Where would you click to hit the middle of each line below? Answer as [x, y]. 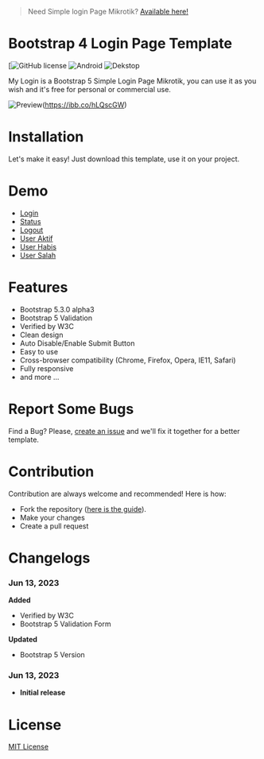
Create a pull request [54, 526]
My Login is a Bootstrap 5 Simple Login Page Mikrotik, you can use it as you [132, 81]
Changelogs [49, 558]
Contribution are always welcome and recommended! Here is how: [117, 494]
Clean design [41, 335]
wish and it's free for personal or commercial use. [89, 89]
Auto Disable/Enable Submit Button [77, 343]
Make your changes [52, 517]
